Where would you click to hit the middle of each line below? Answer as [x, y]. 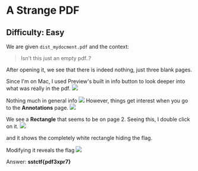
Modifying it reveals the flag [40, 150]
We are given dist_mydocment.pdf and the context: [68, 46]
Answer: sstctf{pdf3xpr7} [39, 162]
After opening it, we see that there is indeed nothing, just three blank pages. [99, 70]
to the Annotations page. [37, 108]
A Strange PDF [43, 10]
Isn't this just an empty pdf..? [56, 58]
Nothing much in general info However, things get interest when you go [97, 101]
